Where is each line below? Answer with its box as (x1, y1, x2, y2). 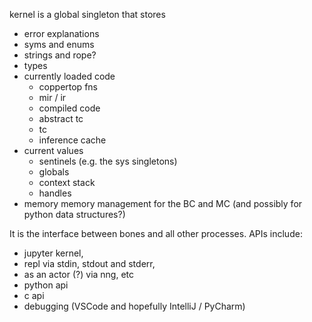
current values (23, 145, 84, 156)
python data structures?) (23, 209, 126, 220)
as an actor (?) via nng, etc (23, 269, 135, 280)
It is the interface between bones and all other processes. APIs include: (9, 228, 303, 239)
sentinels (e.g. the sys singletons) (38, 155, 178, 167)
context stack (38, 177, 96, 188)
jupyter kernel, (23, 247, 84, 259)
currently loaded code (23, 70, 116, 82)
